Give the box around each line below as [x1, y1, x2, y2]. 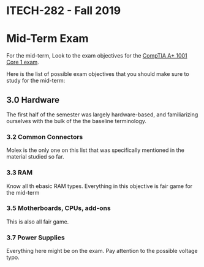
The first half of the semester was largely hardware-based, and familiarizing [6, 111, 198, 118]
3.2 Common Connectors [6, 132, 83, 141]
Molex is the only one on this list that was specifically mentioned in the [6, 146, 185, 154]
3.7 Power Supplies [6, 233, 66, 242]
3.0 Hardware [6, 94, 60, 105]
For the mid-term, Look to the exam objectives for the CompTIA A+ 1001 [6, 52, 187, 59]
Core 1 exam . [6, 59, 40, 66]
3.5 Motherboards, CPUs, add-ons [6, 204, 111, 212]
